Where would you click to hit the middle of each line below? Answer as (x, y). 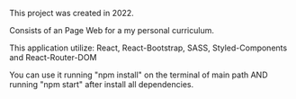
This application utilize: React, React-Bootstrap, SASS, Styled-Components (148, 48)
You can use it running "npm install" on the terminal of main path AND (139, 75)
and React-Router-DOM (53, 57)
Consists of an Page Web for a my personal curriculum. (112, 30)
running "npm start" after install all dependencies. (102, 84)
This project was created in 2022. (72, 13)
